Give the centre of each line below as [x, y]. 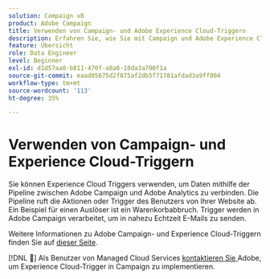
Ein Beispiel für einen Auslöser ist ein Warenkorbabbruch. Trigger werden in [134, 210]
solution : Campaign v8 [46, 16]
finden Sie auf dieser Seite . [53, 243]
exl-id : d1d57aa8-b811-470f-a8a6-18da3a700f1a [88, 68]
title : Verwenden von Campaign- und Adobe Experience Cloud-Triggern [127, 31]
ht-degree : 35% [34, 98]
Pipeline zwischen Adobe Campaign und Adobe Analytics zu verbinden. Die [134, 193]
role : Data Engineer [43, 53]
